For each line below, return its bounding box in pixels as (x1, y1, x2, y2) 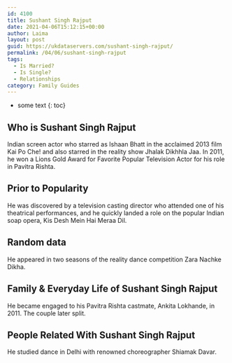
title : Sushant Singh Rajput (7, 17, 92, 24)
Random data (7, 236, 66, 249)
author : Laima (7, 29, 49, 37)
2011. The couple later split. (7, 309, 86, 317)
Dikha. (7, 262, 26, 270)
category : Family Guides (7, 82, 80, 89)
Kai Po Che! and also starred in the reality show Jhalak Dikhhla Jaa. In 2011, (7, 148, 224, 156)
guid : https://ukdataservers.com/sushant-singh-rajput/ (7, 43, 173, 50)
